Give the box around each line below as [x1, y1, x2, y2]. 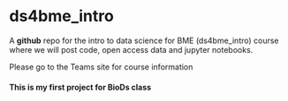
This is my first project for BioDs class [9, 82, 152, 92]
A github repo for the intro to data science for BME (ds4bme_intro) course [9, 35, 280, 46]
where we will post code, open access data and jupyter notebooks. [9, 44, 254, 54]
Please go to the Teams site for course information [9, 61, 193, 72]
